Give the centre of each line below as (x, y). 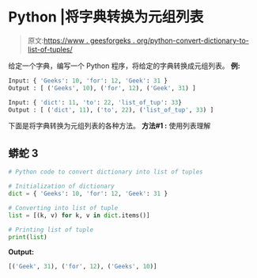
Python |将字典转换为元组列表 (106, 17)
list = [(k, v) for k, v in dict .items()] (79, 215)
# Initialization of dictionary (61, 187)
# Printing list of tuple (51, 230)
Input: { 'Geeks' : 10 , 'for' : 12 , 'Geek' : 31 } (88, 81)
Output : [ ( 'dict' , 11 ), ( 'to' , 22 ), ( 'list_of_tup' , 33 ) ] (111, 110)
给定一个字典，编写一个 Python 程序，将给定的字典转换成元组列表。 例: (125, 66)
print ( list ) (28, 237)
